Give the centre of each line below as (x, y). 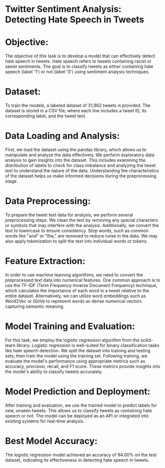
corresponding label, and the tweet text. (46, 116)
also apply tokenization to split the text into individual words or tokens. (76, 241)
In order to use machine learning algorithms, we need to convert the (74, 275)
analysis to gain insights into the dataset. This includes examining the (75, 160)
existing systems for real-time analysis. (45, 421)
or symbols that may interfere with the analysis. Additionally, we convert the (82, 225)
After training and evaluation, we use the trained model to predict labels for (81, 405)
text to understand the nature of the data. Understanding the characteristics (82, 171)
